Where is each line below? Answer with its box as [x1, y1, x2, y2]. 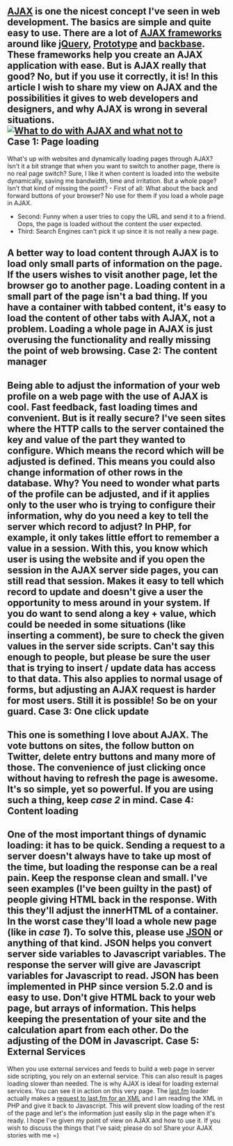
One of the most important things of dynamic [7, 829, 207, 841]
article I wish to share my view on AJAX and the [7, 81, 218, 93]
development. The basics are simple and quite [7, 17, 211, 29]
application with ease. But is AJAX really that [7, 60, 207, 72]
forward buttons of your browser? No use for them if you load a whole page [7, 191, 224, 200]
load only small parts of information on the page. [7, 258, 223, 270]
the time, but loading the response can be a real [7, 862, 218, 873]
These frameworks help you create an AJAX [7, 49, 203, 61]
